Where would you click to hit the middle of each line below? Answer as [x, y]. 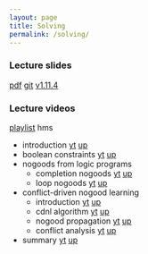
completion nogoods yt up [84, 173]
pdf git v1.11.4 [34, 85]
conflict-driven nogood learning [81, 192]
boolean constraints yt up [69, 154]
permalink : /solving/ [49, 34]
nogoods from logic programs [77, 164]
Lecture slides [41, 65]
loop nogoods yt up [71, 182]
